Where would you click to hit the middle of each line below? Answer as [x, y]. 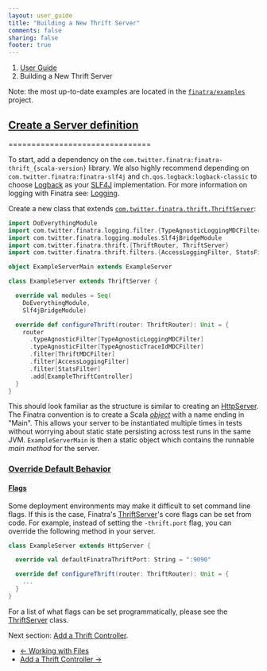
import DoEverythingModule [53, 223]
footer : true [30, 45]
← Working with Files [54, 650]
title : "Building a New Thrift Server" [74, 23]
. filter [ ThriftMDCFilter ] [72, 354]
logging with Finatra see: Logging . [64, 193]
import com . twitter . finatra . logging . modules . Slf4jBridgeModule [115, 238]
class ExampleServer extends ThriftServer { [83, 282]
